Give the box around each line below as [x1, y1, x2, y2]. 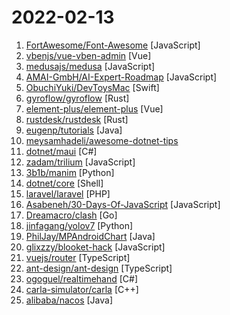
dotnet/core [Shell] [25, 177, 104, 189]
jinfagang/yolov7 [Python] [25, 219, 134, 231]
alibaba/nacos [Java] [25, 294, 114, 306]
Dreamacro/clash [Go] [25, 209, 118, 221]
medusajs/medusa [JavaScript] [25, 60, 156, 72]
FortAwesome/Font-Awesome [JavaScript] [25, 39, 201, 51]
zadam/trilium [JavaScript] [25, 156, 136, 168]
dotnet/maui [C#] [25, 145, 98, 157]
